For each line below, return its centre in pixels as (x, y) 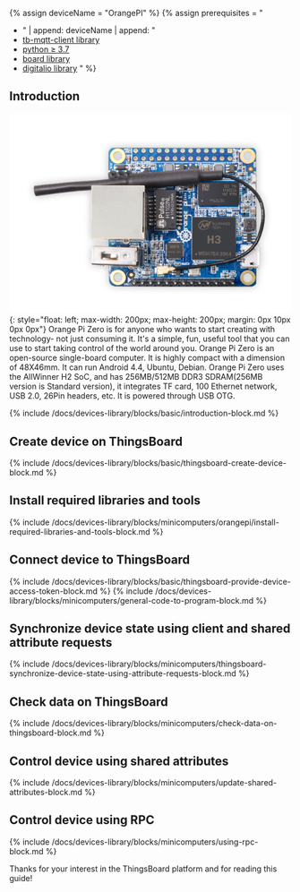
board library (46, 59)
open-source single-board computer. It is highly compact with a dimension (147, 358)
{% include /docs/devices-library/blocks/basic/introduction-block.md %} (144, 413)
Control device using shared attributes (119, 761)
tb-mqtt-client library (61, 40)
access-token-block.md (54, 591)
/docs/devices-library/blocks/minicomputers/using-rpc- (155, 842)
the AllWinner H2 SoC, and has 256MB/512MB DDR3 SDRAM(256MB (136, 377)
